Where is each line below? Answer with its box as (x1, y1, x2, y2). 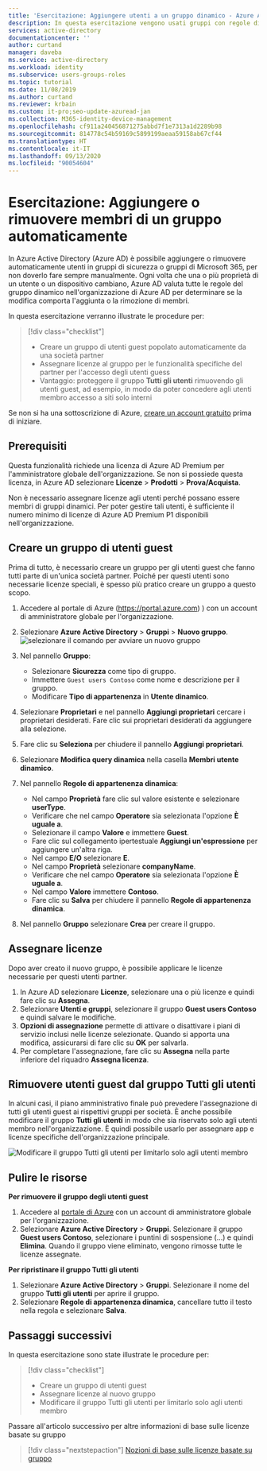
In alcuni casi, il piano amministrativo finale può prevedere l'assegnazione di (8, 1098, 257, 1109)
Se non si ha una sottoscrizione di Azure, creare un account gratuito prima (8, 408, 252, 418)
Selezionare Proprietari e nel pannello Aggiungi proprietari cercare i (19, 706, 246, 716)
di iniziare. (8, 416, 42, 426)
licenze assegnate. (19, 1249, 82, 1260)
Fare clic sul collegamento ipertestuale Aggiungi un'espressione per (31, 836, 258, 846)
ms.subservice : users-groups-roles (8, 71, 126, 79)
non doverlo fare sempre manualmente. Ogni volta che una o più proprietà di (8, 271, 259, 281)
